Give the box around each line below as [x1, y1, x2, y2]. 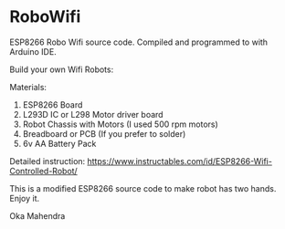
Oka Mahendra [9, 210, 66, 221]
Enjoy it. [9, 193, 40, 203]
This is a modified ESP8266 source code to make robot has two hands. [9, 182, 277, 193]
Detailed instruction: [9, 155, 86, 166]
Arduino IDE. [9, 46, 57, 57]
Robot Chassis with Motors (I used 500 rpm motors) [22, 119, 219, 130]
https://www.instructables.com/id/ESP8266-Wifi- [87, 155, 272, 166]
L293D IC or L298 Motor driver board [22, 109, 164, 120]
